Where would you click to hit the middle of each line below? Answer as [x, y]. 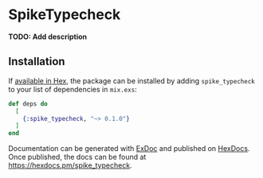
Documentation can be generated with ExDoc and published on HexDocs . [129, 149]
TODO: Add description [48, 37]
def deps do [28, 104]
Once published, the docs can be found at [77, 157]
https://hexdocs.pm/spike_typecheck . [71, 165]
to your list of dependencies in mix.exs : [73, 89]
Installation [37, 62]
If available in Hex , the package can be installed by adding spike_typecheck [131, 80]
